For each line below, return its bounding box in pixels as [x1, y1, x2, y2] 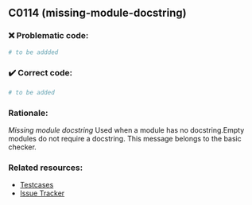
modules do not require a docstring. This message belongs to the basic [8, 134, 242, 144]
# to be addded [8, 48, 59, 56]
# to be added [8, 88, 56, 96]
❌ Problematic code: [8, 30, 89, 41]
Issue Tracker [19, 188, 65, 198]
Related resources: [8, 162, 83, 173]
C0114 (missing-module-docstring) [8, 6, 187, 20]
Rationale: [8, 107, 48, 118]
